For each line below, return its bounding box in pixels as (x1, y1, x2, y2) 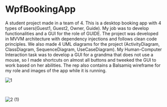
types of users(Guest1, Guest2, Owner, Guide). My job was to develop (5, 25, 149, 31)
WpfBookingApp (5, 3, 76, 15)
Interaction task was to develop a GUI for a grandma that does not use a (5, 51, 153, 58)
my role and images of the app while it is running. (5, 67, 107, 73)
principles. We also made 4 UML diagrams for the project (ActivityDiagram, (5, 41, 160, 47)
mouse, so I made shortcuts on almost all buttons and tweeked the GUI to (5, 57, 156, 63)
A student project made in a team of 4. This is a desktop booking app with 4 (5, 20, 161, 26)
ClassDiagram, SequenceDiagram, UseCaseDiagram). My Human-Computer (5, 46, 162, 52)
